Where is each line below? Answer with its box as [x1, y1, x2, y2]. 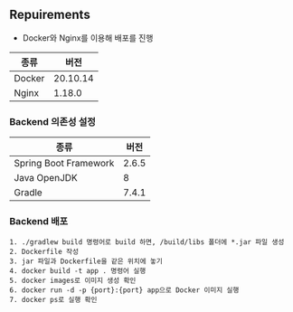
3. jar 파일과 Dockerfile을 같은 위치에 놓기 [9, 257, 163, 266]
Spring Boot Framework [14, 157, 115, 170]
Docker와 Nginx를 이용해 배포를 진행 [22, 32, 154, 43]
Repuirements [9, 7, 90, 23]
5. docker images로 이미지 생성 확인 [9, 276, 137, 286]
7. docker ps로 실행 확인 [9, 296, 98, 305]
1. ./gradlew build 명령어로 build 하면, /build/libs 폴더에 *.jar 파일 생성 [9, 238, 285, 247]
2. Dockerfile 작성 [9, 248, 80, 257]
